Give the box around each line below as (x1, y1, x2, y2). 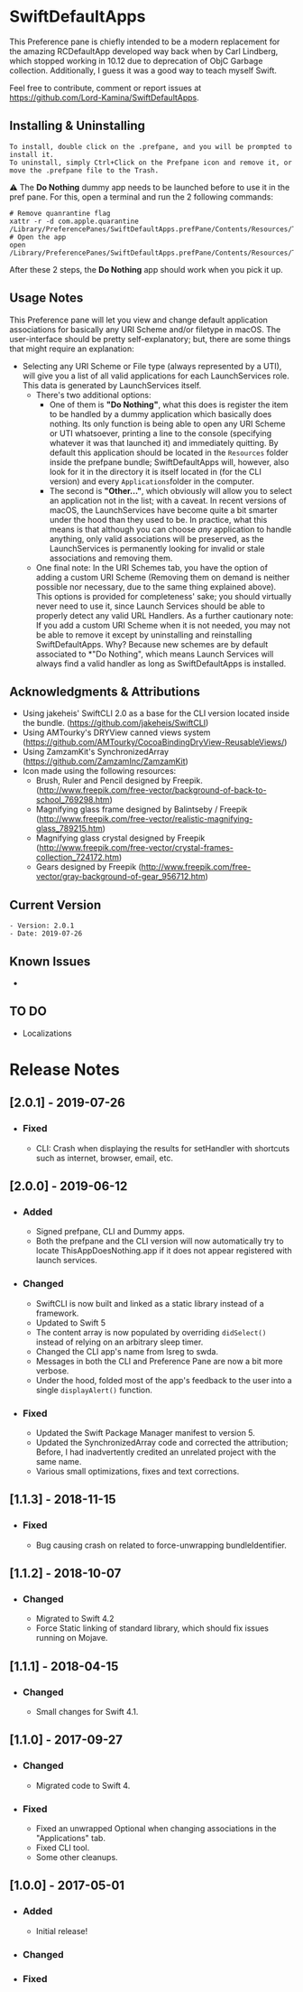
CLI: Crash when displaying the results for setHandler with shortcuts (35, 1142, 290, 1153)
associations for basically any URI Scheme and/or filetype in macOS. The (9, 323, 281, 335)
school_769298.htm (35, 795, 110, 805)
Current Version (9, 897, 102, 913)
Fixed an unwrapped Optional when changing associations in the (35, 1823, 277, 1834)
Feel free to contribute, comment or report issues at (9, 82, 202, 93)
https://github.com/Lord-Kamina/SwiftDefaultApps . (9, 92, 200, 103)
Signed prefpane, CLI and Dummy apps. (35, 1226, 185, 1237)
